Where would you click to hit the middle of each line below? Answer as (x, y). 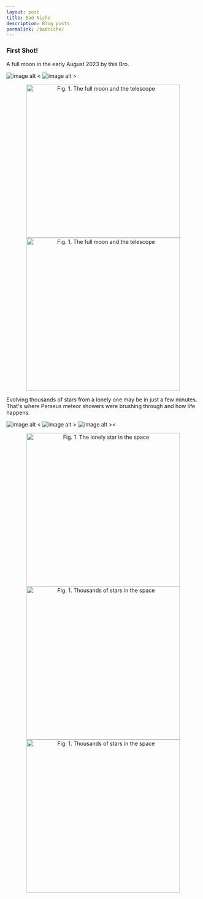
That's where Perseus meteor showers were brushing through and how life (101, 406)
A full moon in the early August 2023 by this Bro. (68, 64)
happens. (18, 412)
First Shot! (22, 51)
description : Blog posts (38, 23)
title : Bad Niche (29, 18)
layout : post (23, 12)
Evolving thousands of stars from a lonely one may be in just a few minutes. (102, 400)
